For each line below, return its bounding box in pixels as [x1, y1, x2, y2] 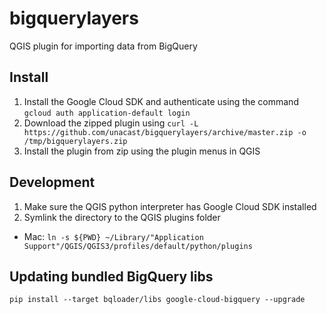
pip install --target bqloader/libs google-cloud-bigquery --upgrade [9, 295, 306, 305]
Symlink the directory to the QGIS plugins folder [23, 211, 221, 223]
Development [9, 174, 96, 191]
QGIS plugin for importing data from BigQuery [9, 40, 198, 52]
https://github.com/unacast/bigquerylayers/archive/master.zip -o [23, 127, 307, 137]
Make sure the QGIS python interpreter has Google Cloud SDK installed [23, 200, 317, 212]
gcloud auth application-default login [23, 108, 191, 118]
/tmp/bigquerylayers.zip [23, 136, 128, 146]
